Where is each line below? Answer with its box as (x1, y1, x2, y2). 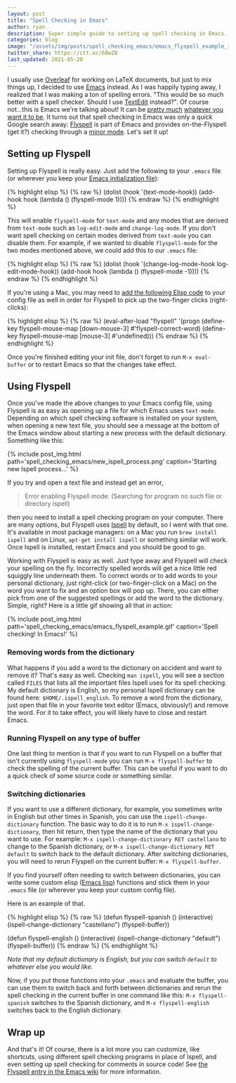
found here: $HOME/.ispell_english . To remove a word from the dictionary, (7, 693, 223, 702)
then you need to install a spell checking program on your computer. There (7, 513, 223, 522)
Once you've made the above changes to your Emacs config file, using (7, 399, 212, 407)
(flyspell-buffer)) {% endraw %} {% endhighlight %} (7, 942, 158, 950)
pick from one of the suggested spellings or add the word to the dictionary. (7, 594, 225, 603)
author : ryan (7, 23, 46, 30)
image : (7, 43, 27, 50)
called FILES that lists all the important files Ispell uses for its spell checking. (7, 678, 227, 687)
